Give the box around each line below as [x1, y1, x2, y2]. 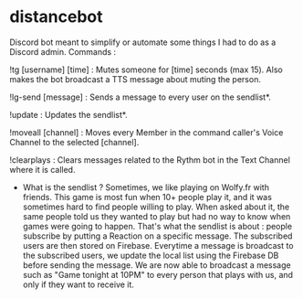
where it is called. [9, 164, 76, 175]
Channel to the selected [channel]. [9, 136, 140, 147]
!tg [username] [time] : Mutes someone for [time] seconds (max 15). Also [9, 64, 283, 75]
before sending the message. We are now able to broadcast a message [22, 259, 291, 271]
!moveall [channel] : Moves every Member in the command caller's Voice [9, 126, 284, 138]
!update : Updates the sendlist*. [9, 109, 128, 120]
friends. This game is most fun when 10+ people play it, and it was [22, 191, 272, 202]
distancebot [9, 6, 103, 27]
